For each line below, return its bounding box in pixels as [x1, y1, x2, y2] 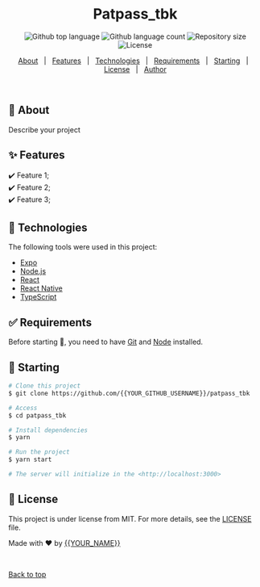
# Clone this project [8, 382, 81, 390]
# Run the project [8, 448, 70, 456]
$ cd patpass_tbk [8, 411, 67, 420]
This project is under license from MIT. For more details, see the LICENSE [8, 514, 252, 523]
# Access [8, 404, 38, 412]
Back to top [8, 569, 47, 579]
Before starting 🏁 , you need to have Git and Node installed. [8, 337, 204, 347]
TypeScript [19, 292, 57, 302]
